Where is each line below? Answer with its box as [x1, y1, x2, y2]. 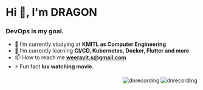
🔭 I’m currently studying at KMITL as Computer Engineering [14, 40, 167, 48]
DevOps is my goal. [5, 27, 64, 36]
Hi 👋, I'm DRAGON [5, 5, 98, 19]
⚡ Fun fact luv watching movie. [14, 63, 94, 70]
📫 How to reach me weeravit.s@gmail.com [14, 54, 126, 61]
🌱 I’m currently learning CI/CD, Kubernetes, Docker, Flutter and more [14, 47, 190, 54]
